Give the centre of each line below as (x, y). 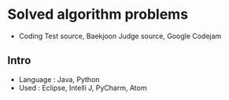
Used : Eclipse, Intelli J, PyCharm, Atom (83, 87)
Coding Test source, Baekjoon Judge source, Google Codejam (120, 36)
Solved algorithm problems (98, 14)
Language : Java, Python (59, 79)
